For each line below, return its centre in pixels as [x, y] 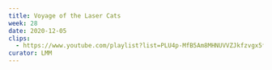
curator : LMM [30, 53]
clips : [19, 38]
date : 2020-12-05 [38, 31]
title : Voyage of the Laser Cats [65, 16]
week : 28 [23, 23]
